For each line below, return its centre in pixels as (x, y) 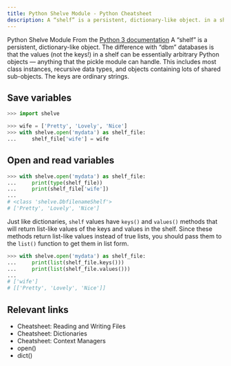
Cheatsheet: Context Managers (62, 340)
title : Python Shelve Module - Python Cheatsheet (80, 13)
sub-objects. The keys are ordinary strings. (68, 76)
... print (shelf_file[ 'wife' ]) (58, 189)
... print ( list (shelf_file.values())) (69, 269)
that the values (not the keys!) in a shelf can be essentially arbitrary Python (113, 54)
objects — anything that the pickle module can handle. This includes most (112, 61)
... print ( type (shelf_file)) (55, 183)
